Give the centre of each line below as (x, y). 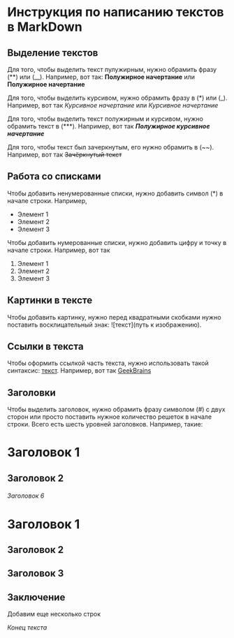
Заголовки (31, 393)
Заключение (36, 597)
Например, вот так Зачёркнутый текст (65, 155)
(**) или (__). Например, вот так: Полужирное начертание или (101, 77)
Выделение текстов (53, 53)
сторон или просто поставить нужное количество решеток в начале (109, 417)
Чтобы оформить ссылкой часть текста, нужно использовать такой (108, 363)
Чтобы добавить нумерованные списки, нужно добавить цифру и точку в (117, 242)
